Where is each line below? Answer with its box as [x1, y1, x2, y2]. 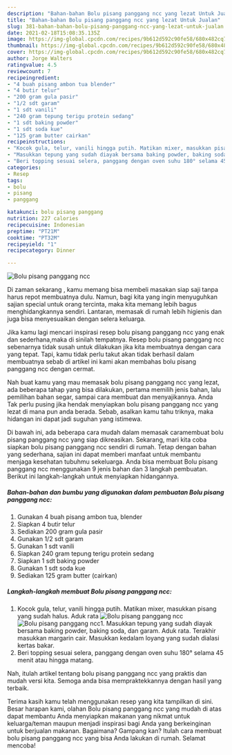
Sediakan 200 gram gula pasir [17, 527, 104, 536]
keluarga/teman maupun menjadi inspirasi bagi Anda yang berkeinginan [7, 719, 211, 728]
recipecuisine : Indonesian [7, 222, 85, 228]
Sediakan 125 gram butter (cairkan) [17, 571, 117, 580]
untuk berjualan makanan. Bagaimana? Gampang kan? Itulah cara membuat [7, 727, 222, 735]
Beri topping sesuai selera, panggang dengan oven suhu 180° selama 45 [17, 649, 224, 657]
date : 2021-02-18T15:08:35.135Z [7, 29, 100, 37]
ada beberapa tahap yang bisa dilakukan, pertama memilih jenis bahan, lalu [7, 386, 222, 394]
